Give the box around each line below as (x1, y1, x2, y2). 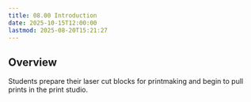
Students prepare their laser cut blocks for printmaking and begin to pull (8, 77, 244, 86)
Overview (8, 55, 58, 69)
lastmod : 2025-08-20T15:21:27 (8, 26, 108, 34)
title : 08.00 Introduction (8, 11, 97, 20)
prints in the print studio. (8, 85, 89, 95)
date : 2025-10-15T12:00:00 (8, 19, 97, 27)
